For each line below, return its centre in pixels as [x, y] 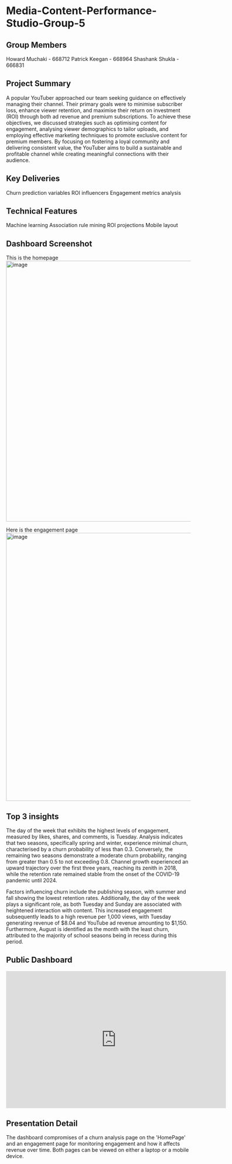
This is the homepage [32, 258]
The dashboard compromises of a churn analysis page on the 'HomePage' [96, 1138]
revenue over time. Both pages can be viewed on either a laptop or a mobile [98, 1150]
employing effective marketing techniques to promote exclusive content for [97, 135]
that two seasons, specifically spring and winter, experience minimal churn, [97, 843]
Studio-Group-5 [46, 23]
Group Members [37, 45]
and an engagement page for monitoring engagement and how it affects [93, 1144]
